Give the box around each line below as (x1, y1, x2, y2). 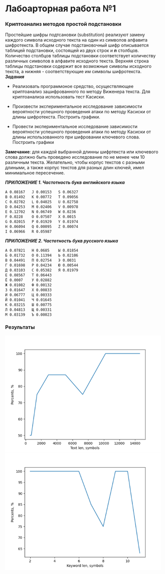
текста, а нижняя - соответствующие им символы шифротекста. (5, 69, 142, 75)
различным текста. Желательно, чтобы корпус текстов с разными (5, 159, 145, 166)
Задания (5, 74, 25, 80)
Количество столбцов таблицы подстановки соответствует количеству (5, 53, 156, 59)
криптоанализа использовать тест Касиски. (12, 94, 105, 100)
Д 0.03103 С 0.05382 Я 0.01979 (5, 268, 79, 273)
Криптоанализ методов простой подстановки (5, 21, 122, 28)
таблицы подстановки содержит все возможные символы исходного (5, 63, 152, 69)
